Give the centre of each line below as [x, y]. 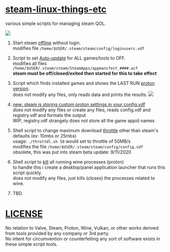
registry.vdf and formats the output [49, 115]
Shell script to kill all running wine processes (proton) [68, 162]
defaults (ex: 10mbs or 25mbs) [44, 136]
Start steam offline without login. [47, 43]
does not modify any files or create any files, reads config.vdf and [81, 110]
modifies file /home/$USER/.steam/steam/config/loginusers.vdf [78, 48]
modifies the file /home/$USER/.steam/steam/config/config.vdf [78, 146]
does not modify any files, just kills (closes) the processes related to [84, 178]
